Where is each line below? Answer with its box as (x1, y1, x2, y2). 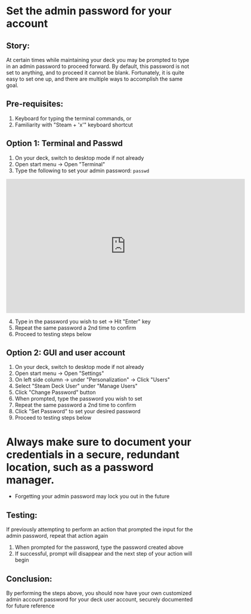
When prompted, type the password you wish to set (14, 395, 142, 402)
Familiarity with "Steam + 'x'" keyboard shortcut (14, 121, 133, 128)
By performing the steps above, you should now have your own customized (6, 590, 192, 597)
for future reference (6, 602, 55, 609)
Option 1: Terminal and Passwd (6, 138, 123, 148)
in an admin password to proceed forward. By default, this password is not (6, 63, 190, 70)
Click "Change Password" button (14, 389, 97, 396)
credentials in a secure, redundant (6, 448, 180, 461)
